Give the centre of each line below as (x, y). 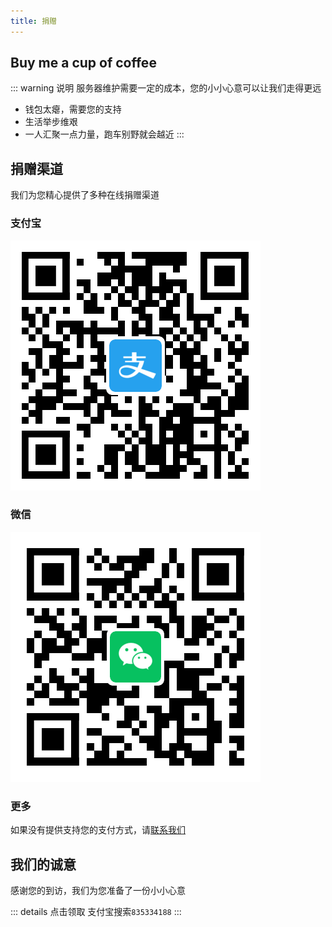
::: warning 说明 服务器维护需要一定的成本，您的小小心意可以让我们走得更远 (166, 88)
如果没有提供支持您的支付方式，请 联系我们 (98, 830)
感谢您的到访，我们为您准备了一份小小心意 (98, 890)
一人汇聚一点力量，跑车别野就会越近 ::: (104, 134)
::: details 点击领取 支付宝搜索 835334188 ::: (96, 911)
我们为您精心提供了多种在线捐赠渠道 (85, 195)
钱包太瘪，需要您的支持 (73, 109)
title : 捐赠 (33, 21)
